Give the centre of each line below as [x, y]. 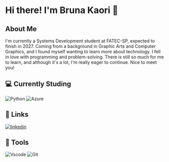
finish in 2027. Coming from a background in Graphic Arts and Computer [80, 46]
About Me [21, 29]
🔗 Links [17, 114]
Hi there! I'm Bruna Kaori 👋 [62, 10]
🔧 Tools [17, 143]
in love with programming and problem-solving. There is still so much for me [84, 57]
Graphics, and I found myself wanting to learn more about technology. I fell [83, 52]
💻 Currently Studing [38, 84]
